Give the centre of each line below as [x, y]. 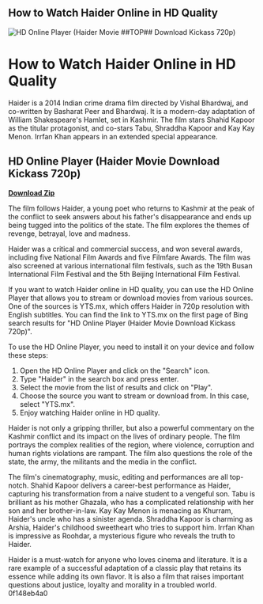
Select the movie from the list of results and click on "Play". [116, 387]
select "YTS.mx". [47, 404]
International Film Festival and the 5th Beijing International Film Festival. [124, 274]
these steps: [28, 355]
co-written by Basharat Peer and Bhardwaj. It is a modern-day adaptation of [131, 111]
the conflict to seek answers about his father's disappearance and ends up [130, 216]
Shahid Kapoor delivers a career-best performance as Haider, [131, 485]
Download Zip [32, 192]
